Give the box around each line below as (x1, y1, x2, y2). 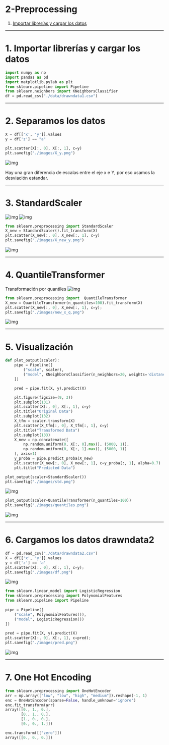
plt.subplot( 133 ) (14, 433, 51, 438)
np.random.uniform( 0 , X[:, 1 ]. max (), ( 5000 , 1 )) (23, 447, 127, 452)
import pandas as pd (5, 75, 49, 80)
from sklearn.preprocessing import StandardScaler (5, 224, 114, 229)
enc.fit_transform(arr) (5, 703, 55, 708)
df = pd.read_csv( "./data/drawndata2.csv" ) (5, 551, 98, 556)
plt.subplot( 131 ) (14, 400, 51, 405)
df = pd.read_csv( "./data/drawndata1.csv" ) (5, 93, 98, 99)
